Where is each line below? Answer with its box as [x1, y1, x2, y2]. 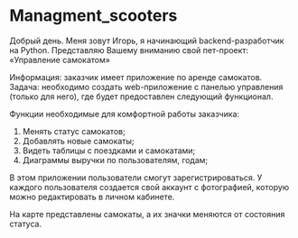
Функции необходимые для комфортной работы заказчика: [9, 108, 240, 119]
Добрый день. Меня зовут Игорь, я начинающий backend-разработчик [9, 35, 284, 46]
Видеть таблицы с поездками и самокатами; [22, 145, 196, 156]
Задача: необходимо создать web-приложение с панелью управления [9, 81, 284, 92]
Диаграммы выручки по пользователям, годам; [22, 154, 209, 165]
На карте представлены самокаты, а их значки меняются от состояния [9, 208, 285, 219]
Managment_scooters [9, 5, 178, 26]
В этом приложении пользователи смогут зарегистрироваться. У [9, 172, 263, 183]
